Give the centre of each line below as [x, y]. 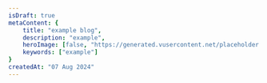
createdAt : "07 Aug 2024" [51, 67]
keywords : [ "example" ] [60, 52]
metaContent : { [34, 23]
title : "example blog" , [62, 30]
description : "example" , [64, 38]
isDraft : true [32, 15]
